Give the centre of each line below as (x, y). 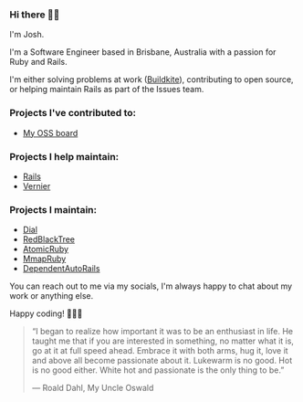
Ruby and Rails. (39, 62)
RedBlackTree (49, 239)
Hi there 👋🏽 (35, 15)
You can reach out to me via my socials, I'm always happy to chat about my (151, 286)
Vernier (37, 185)
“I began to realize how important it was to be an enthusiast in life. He (162, 332)
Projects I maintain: (53, 209)
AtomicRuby (46, 249)
